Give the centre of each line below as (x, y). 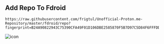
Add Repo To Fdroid (35, 8)
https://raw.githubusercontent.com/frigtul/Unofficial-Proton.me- (74, 19)
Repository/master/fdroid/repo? (38, 23)
